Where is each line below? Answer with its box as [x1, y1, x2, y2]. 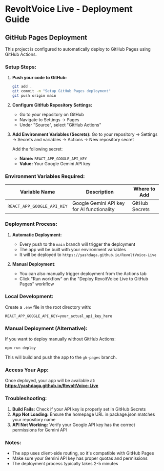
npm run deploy [5, 345, 36, 350]
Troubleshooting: [5, 395, 47, 402]
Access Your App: [5, 366, 49, 373]
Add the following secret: [12, 146, 63, 152]
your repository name [12, 416, 56, 422]
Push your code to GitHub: [12, 75, 67, 81]
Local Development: [5, 293, 54, 300]
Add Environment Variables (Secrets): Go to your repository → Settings [12, 131, 158, 137]
